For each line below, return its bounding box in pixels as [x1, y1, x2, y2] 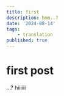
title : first [6, 9, 40, 15]
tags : [6, 26, 20, 32]
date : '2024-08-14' [6, 20, 56, 26]
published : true [6, 37, 48, 43]
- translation [17, 32, 53, 38]
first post [6, 64, 54, 78]
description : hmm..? [6, 15, 59, 21]
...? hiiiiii [6, 84, 26, 91]
